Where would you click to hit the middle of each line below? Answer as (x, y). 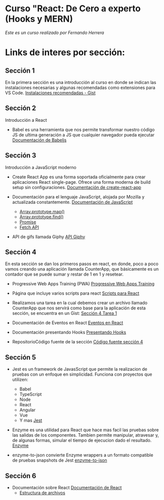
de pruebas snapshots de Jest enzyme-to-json (59, 460)
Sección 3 (21, 155)
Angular (27, 410)
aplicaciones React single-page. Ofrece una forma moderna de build (81, 182)
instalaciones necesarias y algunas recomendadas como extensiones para (80, 87)
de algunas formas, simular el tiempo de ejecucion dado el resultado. (82, 441)
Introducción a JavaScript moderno (41, 167)
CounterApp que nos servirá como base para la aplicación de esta (79, 308)
